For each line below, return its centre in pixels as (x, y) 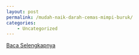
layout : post (23, 12)
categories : (21, 23)
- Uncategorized (38, 28)
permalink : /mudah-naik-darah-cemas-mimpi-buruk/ (70, 17)
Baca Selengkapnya (31, 45)
